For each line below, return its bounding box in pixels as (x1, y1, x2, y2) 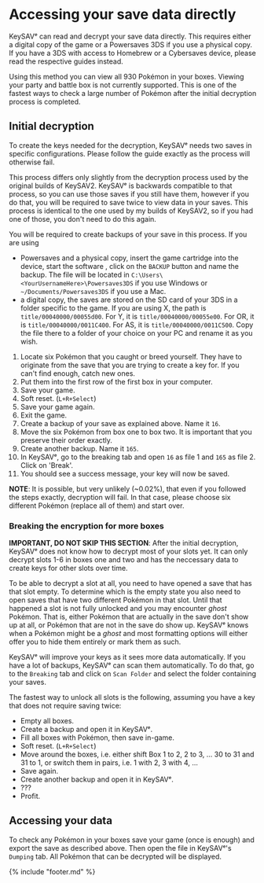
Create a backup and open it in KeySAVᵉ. (20, 725, 152, 734)
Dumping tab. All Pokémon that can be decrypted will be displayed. (9, 852, 222, 861)
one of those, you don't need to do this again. (9, 214, 156, 223)
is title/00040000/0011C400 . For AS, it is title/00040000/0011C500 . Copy (20, 320, 254, 329)
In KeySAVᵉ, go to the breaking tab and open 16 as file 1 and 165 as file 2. (20, 452, 256, 462)
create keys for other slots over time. (9, 564, 128, 573)
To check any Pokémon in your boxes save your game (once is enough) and (9, 835, 255, 844)
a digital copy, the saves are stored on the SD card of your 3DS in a (20, 295, 238, 304)
